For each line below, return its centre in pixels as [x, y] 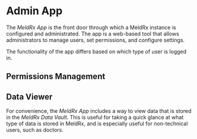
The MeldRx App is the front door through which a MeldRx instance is [91, 27]
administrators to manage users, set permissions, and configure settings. [96, 40]
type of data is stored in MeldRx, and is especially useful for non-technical [97, 124]
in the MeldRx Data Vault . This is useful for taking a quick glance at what [95, 118]
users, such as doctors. [35, 130]
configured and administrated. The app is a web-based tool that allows [93, 33]
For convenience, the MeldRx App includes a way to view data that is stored [99, 111]
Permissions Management [56, 76]
